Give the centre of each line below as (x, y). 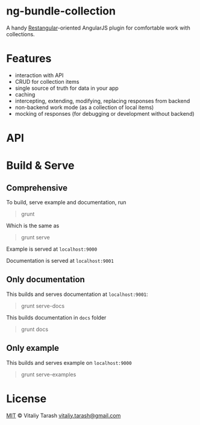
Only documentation (46, 279)
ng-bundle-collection (61, 11)
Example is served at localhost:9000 (52, 249)
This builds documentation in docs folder (56, 317)
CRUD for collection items (47, 81)
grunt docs (35, 329)
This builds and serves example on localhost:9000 (69, 362)
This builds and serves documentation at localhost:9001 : (77, 294)
